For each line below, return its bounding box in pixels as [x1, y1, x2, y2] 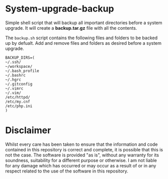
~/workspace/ [5, 64, 33, 69]
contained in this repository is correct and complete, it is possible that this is [5, 146, 163, 152]
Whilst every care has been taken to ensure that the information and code [5, 141, 158, 147]
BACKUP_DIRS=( [5, 55, 35, 60]
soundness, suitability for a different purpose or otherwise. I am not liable [5, 157, 157, 163]
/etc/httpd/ [5, 95, 30, 100]
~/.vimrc [5, 86, 24, 91]
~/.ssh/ [5, 59, 22, 64]
